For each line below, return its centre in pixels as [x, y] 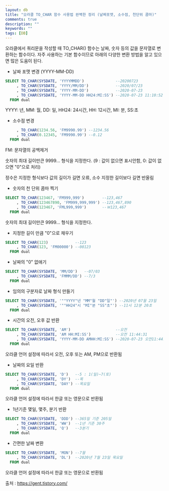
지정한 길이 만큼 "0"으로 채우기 [43, 233]
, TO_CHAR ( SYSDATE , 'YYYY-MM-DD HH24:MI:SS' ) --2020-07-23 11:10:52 [90, 95]
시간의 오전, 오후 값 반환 [36, 320]
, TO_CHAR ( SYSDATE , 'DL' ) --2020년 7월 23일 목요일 [70, 457]
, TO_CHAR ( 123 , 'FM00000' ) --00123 [54, 247]
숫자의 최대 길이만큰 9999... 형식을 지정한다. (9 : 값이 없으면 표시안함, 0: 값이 [81, 161]
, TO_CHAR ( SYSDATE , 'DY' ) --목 [50, 379]
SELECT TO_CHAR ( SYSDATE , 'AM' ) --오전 [66, 330]
